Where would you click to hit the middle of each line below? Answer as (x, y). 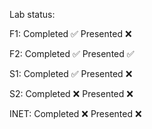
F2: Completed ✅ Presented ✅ (72, 53)
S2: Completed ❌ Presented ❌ (71, 93)
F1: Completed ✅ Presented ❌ (70, 33)
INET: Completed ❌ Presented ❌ (75, 113)
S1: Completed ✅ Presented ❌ (71, 73)
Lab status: (32, 14)
